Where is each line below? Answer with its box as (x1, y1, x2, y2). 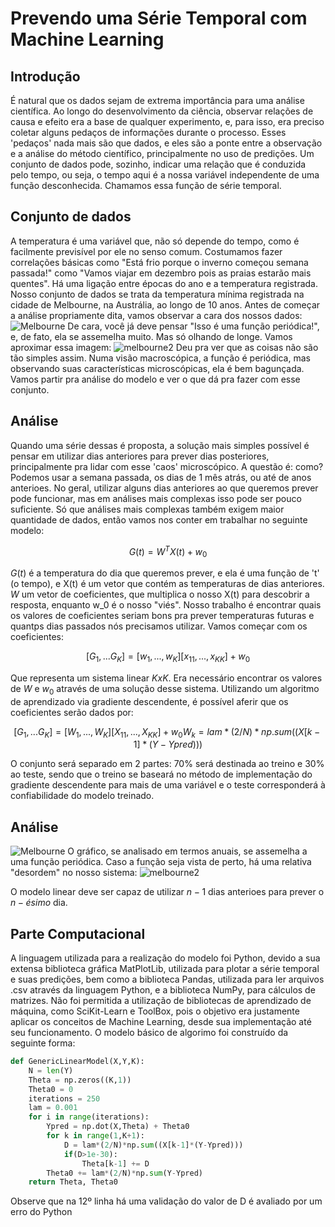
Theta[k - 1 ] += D (81, 1158, 150, 1169)
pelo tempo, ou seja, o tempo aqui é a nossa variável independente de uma (10, 169, 320, 181)
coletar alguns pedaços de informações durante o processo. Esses (10, 127, 287, 138)
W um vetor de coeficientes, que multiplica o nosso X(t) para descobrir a (10, 588, 310, 601)
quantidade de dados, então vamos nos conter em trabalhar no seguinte (10, 513, 308, 526)
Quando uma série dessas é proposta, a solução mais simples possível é (10, 439, 310, 451)
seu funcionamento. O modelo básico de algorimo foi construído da (10, 1027, 289, 1039)
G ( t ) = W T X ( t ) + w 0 (128, 543, 208, 560)
